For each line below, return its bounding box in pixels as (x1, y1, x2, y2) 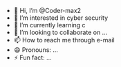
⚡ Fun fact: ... (13, 53, 52, 62)
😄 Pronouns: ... (13, 46, 59, 54)
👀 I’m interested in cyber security (13, 14, 109, 22)
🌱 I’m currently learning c (13, 21, 86, 29)
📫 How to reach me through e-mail (13, 36, 115, 44)
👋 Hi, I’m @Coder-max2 (13, 7, 82, 14)
